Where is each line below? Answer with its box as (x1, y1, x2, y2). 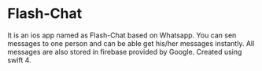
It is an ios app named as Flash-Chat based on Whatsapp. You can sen (7, 30, 237, 40)
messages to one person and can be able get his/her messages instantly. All (7, 38, 255, 48)
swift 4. (7, 55, 32, 65)
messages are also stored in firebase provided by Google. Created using (7, 47, 242, 56)
